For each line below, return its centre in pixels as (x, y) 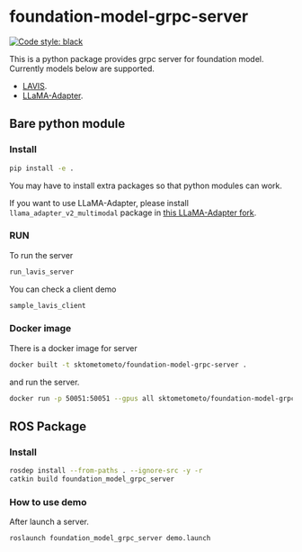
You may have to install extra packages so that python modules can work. (146, 186)
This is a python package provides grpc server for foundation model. (137, 59)
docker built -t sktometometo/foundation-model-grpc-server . (128, 365)
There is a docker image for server (73, 348)
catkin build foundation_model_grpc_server (92, 479)
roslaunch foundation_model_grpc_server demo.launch (110, 538)
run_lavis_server (42, 272)
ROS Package (48, 426)
